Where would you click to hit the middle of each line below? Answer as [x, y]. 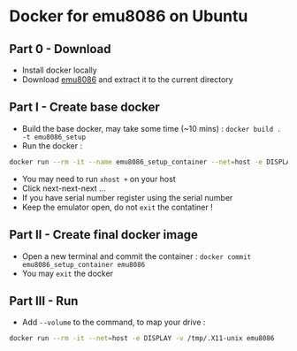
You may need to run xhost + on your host [99, 179]
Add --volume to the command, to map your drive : [114, 322]
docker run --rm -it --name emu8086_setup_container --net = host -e [136, 162]
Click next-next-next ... [64, 188]
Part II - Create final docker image [104, 235]
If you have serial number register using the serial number [127, 197]
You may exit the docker [67, 273]
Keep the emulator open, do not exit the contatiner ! [118, 207]
